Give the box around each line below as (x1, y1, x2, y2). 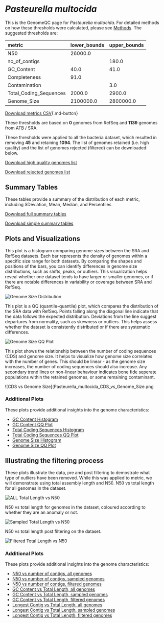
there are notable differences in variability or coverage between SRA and (5, 279, 152, 285)
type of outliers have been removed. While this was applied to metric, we (5, 475, 152, 480)
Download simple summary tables (5, 220, 73, 226)
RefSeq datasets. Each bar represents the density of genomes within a (5, 253, 148, 259)
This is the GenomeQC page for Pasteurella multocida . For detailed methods (5, 20, 160, 25)
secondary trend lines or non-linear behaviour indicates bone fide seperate (5, 369, 157, 375)
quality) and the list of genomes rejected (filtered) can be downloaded (5, 144, 147, 150)
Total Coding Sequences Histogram (12, 427, 84, 432)
